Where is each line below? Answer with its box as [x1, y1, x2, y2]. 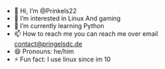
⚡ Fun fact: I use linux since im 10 [13, 55, 111, 63]
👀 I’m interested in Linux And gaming [13, 14, 121, 23]
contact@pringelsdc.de [13, 39, 82, 48]
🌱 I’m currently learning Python [13, 22, 104, 30]
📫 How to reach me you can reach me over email [13, 30, 159, 38]
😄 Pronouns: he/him [13, 47, 74, 56]
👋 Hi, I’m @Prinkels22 [13, 7, 77, 15]
